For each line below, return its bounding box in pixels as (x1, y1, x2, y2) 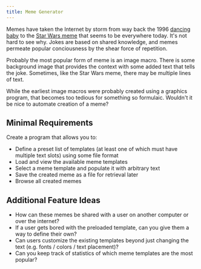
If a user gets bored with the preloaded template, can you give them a (15, 224, 189, 232)
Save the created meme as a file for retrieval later (15, 171, 139, 178)
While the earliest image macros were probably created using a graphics (6, 87, 188, 94)
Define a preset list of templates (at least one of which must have (15, 146, 178, 153)
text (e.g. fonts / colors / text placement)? (15, 243, 119, 251)
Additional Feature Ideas (6, 195, 101, 206)
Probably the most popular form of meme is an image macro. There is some (6, 56, 195, 63)
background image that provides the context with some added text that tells (6, 63, 196, 70)
